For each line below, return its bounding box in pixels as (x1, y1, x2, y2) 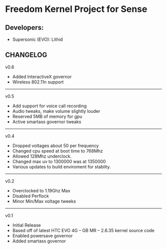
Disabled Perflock (12, 193, 49, 199)
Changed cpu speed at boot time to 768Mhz (12, 148, 103, 154)
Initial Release (12, 222, 41, 228)
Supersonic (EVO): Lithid (12, 36, 63, 42)
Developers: (5, 23, 44, 32)
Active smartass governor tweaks (12, 118, 82, 125)
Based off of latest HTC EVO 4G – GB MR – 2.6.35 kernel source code (12, 227, 155, 233)
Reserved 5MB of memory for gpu (12, 113, 83, 119)
